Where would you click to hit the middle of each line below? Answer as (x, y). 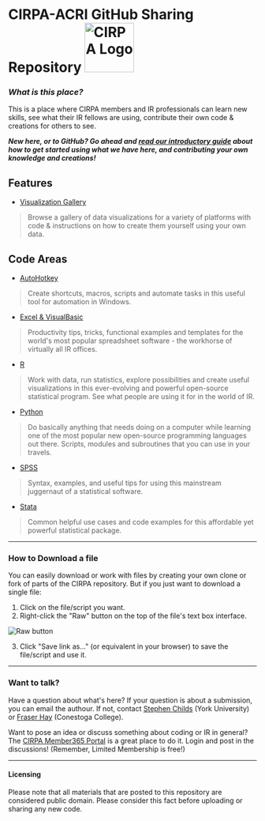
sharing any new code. (45, 808)
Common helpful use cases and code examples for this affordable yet (140, 522)
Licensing (25, 774)
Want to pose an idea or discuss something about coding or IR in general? (128, 732)
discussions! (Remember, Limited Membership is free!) (97, 749)
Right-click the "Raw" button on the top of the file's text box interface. (133, 616)
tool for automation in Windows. (79, 302)
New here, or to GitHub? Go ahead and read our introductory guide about (131, 141)
